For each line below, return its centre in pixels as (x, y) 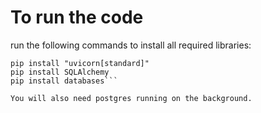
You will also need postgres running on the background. (131, 98)
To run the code (77, 17)
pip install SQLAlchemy (60, 72)
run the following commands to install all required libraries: (131, 45)
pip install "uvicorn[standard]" (80, 63)
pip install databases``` (64, 81)
